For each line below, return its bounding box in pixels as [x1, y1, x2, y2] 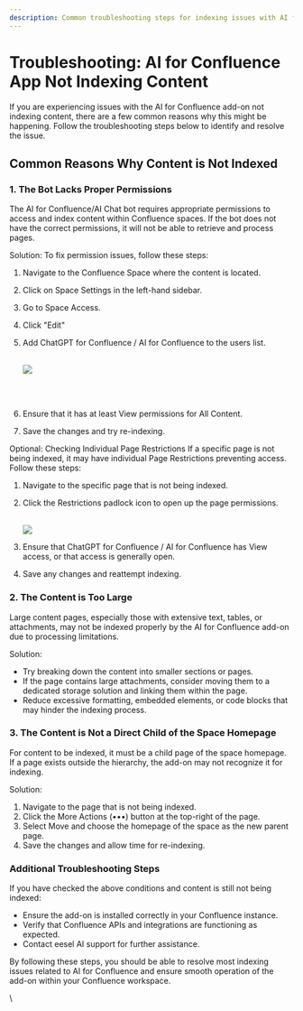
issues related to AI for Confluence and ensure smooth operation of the [9, 966, 274, 977]
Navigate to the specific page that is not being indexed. [22, 480, 228, 491]
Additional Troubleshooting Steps [9, 862, 161, 875]
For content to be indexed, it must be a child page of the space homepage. [9, 747, 287, 758]
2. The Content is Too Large [9, 591, 133, 604]
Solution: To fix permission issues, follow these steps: [9, 250, 209, 261]
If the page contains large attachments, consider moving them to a [22, 675, 271, 686]
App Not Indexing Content [9, 71, 209, 91]
